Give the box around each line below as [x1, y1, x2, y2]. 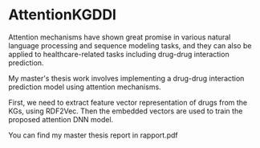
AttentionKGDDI [8, 6, 116, 24]
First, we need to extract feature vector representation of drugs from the [8, 97, 248, 107]
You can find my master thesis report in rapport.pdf [8, 130, 178, 140]
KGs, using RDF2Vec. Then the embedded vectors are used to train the [8, 106, 243, 116]
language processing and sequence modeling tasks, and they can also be [8, 40, 252, 50]
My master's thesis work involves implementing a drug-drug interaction [8, 73, 245, 83]
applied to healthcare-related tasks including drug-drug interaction [8, 49, 230, 59]
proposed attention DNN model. [8, 114, 114, 124]
